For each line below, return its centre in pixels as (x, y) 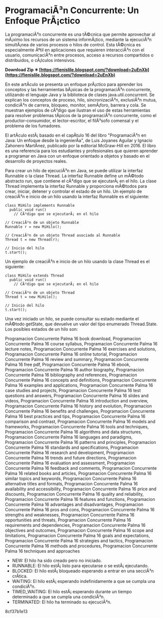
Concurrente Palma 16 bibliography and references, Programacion (71, 375)
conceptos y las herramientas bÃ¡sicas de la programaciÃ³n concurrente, (78, 89)
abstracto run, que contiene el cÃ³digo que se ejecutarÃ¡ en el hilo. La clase (81, 181)
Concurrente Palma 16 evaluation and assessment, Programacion (70, 463)
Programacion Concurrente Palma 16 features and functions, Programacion (80, 499)
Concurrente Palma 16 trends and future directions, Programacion (71, 458)
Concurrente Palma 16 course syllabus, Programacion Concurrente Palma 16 (81, 343)
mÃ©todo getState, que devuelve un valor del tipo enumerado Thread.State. (81, 324)
